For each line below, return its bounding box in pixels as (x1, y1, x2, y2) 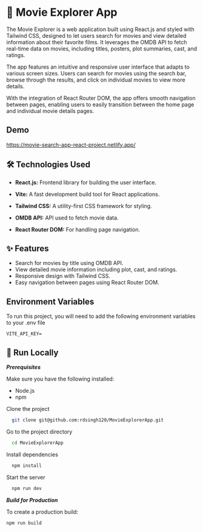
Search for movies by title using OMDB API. (15, 260, 124, 267)
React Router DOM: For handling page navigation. (15, 226, 141, 233)
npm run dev (12, 485, 42, 491)
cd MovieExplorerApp (12, 440, 64, 446)
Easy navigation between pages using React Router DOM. (15, 279, 159, 286)
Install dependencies (6, 451, 59, 458)
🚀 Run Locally (6, 347, 59, 358)
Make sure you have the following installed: (6, 375, 115, 382)
